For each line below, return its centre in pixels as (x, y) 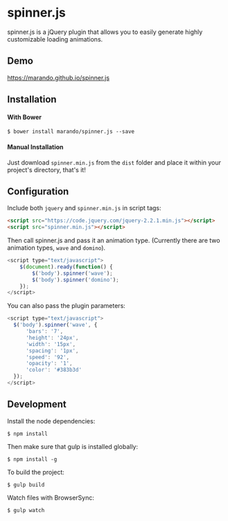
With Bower (24, 117)
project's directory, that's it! (47, 170)
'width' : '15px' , (51, 344)
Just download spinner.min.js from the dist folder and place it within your (114, 162)
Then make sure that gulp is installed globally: (73, 446)
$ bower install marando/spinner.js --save (71, 132)
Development (37, 404)
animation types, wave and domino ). (56, 248)
